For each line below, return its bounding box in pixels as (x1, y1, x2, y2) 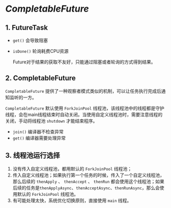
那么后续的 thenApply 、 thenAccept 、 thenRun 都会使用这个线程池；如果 (12, 178, 164, 184)
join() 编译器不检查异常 (12, 128, 64, 134)
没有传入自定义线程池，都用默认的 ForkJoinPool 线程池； (12, 165, 132, 171)
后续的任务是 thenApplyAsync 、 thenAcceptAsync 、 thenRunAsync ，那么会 (12, 185, 160, 191)
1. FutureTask (5, 23, 48, 32)
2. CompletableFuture (5, 74, 76, 83)
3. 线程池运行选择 (5, 151, 60, 160)
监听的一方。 (9, 94, 37, 100)
